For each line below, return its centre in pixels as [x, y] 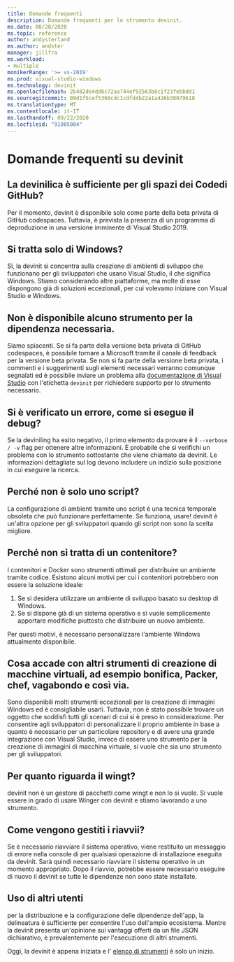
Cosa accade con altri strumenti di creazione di [112, 663]
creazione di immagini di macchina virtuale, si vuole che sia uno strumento [115, 747]
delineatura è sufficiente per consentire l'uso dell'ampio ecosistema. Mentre [117, 922]
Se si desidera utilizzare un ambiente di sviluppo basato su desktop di [118, 598]
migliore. [20, 531]
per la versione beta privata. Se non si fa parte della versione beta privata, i [115, 360]
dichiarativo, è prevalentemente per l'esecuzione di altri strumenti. [102, 938]
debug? [24, 423]
